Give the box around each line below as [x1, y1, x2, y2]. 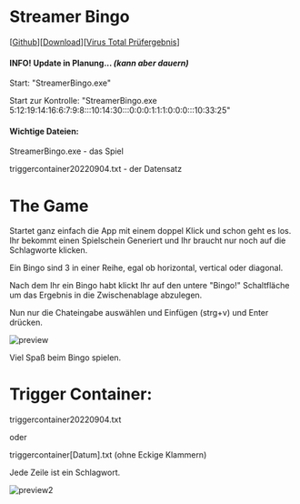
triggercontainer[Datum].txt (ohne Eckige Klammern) [9, 449, 207, 460]
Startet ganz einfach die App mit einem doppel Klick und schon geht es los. [9, 226, 292, 237]
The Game [9, 196, 89, 216]
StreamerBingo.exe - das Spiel [9, 146, 125, 156]
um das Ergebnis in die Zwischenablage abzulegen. [9, 289, 203, 301]
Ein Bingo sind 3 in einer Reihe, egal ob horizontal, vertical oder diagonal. [9, 262, 284, 274]
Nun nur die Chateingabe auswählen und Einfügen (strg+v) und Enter [9, 307, 269, 318]
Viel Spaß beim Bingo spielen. [9, 352, 122, 363]
